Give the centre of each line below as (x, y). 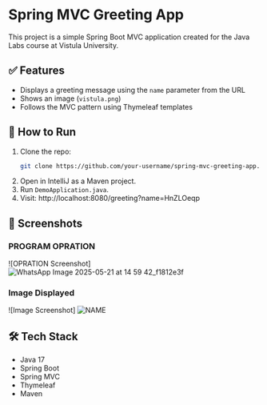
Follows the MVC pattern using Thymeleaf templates (106, 106)
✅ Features (37, 71)
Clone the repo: (46, 151)
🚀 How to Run (42, 132)
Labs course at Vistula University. (64, 45)
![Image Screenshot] (42, 311)
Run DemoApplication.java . (64, 190)
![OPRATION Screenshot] (50, 264)
